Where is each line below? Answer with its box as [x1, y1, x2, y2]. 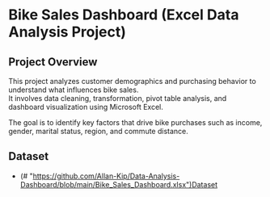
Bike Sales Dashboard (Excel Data [8, 6, 239, 24]
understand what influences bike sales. [8, 85, 139, 94]
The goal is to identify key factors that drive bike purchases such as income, [8, 118, 263, 127]
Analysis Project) [8, 23, 127, 41]
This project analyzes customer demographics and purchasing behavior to [8, 77, 256, 86]
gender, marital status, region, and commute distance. [8, 127, 188, 136]
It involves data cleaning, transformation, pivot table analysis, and [8, 94, 227, 103]
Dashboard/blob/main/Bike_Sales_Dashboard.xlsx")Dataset [19, 179, 218, 189]
